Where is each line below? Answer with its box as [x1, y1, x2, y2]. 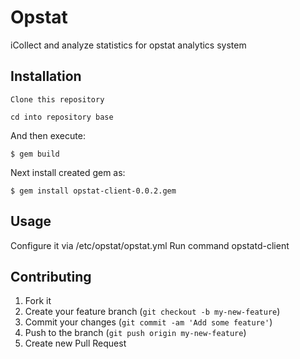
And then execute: [10, 129, 86, 141]
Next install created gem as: [10, 166, 126, 178]
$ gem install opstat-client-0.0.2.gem [10, 186, 177, 196]
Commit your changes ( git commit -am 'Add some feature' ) [24, 316, 273, 328]
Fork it [24, 295, 52, 307]
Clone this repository [10, 94, 105, 105]
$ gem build [10, 149, 60, 159]
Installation [10, 68, 82, 85]
